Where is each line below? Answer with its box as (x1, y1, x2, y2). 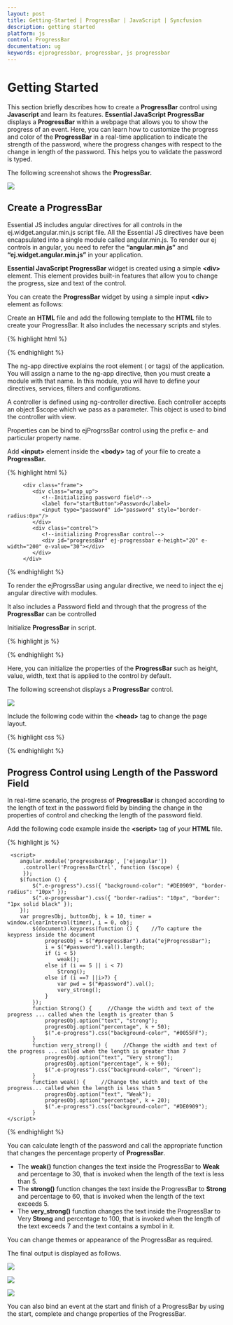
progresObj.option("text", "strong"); (44, 1017, 158, 1024)
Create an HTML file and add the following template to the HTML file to (7, 313, 212, 322)
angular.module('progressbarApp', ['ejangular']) (20, 858, 168, 865)
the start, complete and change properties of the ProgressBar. (7, 1310, 187, 1318)
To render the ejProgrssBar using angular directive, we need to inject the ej (7, 581, 224, 590)
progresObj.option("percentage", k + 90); (44, 1060, 171, 1068)
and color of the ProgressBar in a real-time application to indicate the (7, 132, 208, 141)
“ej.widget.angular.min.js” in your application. (7, 250, 143, 259)
